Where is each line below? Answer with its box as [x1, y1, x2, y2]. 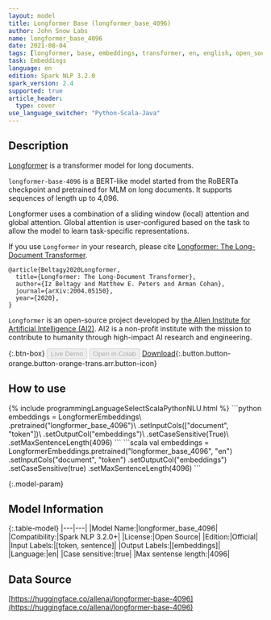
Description [8, 139, 69, 153]
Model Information [8, 502, 104, 516]
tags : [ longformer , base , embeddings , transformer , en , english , [8, 49, 232, 57]
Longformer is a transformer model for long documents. [8, 160, 194, 170]
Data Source [8, 572, 72, 586]
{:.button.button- [175, 348, 231, 358]
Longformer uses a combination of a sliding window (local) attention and [8, 209, 250, 218]
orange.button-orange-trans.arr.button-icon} [8, 358, 157, 368]
